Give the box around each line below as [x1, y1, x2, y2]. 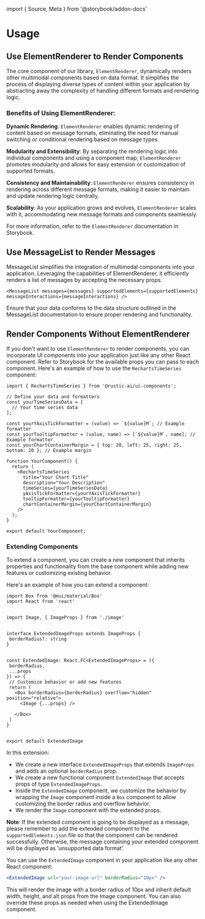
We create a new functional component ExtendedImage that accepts [15, 774, 185, 781]
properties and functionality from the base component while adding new [6, 563, 189, 570]
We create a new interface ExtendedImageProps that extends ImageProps [15, 761, 195, 768]
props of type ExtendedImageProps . [15, 780, 102, 788]
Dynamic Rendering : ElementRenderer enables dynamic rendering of [6, 123, 179, 130]
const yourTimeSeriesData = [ [6, 399, 84, 405]
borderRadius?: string [9, 636, 67, 643]
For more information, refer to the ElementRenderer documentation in [6, 222, 179, 230]
